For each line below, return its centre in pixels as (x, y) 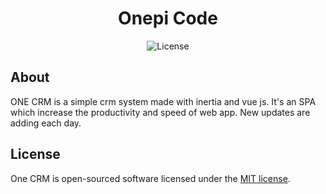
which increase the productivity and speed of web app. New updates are (160, 112)
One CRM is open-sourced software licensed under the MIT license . (150, 178)
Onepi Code (168, 18)
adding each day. (46, 123)
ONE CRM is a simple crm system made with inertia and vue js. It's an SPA (163, 101)
